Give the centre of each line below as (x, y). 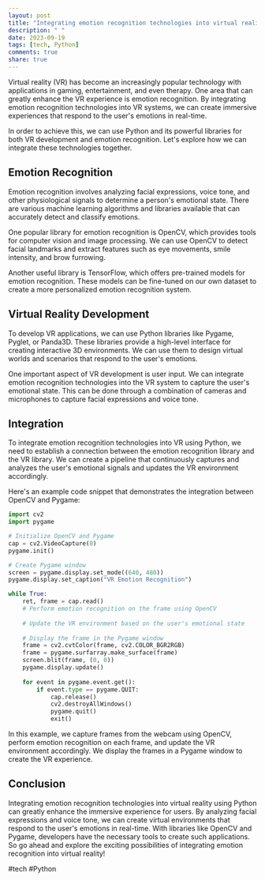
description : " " (37, 30)
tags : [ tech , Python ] (44, 45)
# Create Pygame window (47, 565)
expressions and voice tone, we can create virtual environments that (119, 819)
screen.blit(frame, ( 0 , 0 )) (68, 661)
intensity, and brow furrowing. (57, 257)
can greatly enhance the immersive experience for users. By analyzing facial (132, 811)
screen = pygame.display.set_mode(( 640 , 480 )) (86, 572)
